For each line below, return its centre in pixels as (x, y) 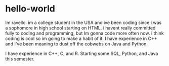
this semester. (20, 58)
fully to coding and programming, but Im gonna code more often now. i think (85, 33)
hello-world (30, 9)
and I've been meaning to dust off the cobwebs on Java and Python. (76, 43)
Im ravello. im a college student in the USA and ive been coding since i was (83, 22)
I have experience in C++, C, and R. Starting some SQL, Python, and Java (82, 53)
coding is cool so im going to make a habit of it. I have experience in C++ (81, 38)
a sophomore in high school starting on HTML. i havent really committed (80, 27)
